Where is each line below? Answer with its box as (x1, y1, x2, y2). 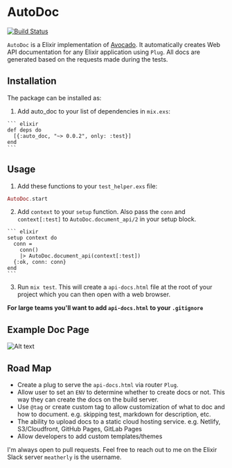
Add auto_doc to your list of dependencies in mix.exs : (17, 107, 171, 115)
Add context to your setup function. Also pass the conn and (17, 208, 186, 216)
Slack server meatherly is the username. (7, 453, 122, 461)
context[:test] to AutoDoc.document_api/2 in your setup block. (17, 215, 197, 224)
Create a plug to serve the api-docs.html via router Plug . (17, 381, 179, 389)
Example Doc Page (7, 323, 90, 336)
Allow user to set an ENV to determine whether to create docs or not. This (17, 388, 225, 397)
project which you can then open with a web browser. (17, 290, 171, 298)
